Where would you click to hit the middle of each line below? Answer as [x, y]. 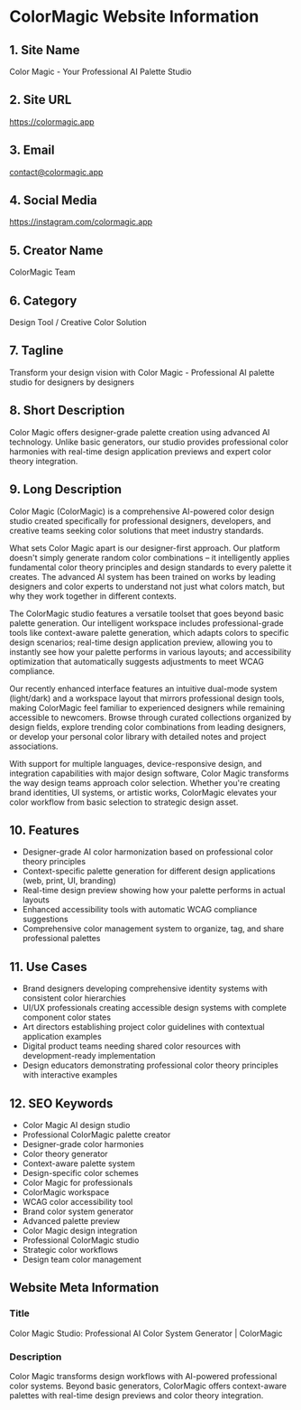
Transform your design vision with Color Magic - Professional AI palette [142, 372]
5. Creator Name [56, 250]
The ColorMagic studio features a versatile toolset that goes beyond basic [147, 613]
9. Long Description [66, 490]
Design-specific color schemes [81, 1172]
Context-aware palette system [78, 1163]
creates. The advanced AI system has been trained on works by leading [143, 576]
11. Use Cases [48, 967]
